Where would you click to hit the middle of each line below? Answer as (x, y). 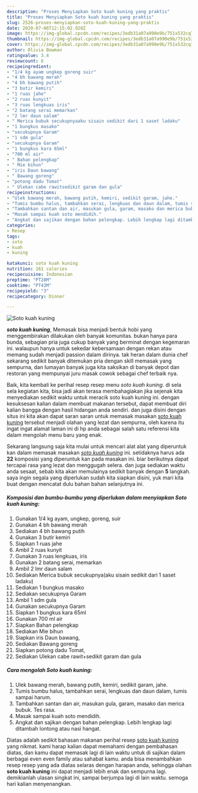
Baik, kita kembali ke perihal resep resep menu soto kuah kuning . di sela (94, 385)
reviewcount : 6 (25, 61)
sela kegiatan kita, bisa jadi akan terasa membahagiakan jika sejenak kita (95, 391)
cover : (15, 45)
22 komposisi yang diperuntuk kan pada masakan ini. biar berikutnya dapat (98, 459)
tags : (13, 236)
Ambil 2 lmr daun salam (44, 569)
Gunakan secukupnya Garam (50, 606)
